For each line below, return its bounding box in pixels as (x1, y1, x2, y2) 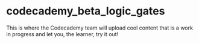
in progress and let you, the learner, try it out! (6, 30, 119, 37)
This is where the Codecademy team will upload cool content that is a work (6, 24, 193, 31)
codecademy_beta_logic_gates (6, 4, 165, 18)
